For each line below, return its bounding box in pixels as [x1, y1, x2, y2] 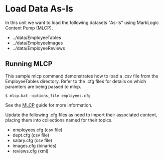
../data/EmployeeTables [12, 34, 61, 40]
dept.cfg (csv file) [12, 132, 50, 138]
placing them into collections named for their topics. [5, 117, 113, 123]
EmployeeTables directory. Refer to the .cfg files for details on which [5, 78, 146, 84]
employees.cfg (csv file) [12, 126, 63, 132]
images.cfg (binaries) [12, 142, 57, 148]
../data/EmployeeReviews [12, 45, 65, 51]
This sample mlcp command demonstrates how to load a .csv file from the [5, 73, 158, 79]
